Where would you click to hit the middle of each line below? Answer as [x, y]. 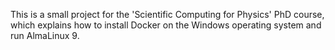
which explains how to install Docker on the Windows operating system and [166, 25]
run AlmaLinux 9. [45, 35]
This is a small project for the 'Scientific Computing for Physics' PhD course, [167, 14]
